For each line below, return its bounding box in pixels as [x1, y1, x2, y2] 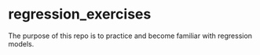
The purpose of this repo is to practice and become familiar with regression [8, 31, 253, 40]
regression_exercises [8, 5, 152, 23]
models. [8, 39, 35, 48]
